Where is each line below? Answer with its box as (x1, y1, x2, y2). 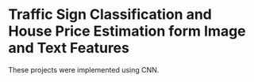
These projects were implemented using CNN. (8, 65, 160, 74)
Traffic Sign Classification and (8, 6, 212, 24)
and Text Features (8, 39, 129, 57)
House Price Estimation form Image (8, 22, 246, 40)
